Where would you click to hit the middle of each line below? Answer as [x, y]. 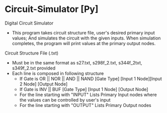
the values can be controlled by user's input [65, 100]
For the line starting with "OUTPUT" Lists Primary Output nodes [85, 105]
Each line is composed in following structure [58, 73]
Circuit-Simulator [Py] [52, 9]
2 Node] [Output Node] [44, 84]
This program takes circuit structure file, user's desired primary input [83, 32]
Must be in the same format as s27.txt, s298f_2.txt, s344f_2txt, [77, 62]
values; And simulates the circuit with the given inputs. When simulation [86, 38]
